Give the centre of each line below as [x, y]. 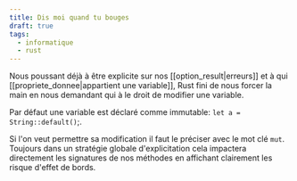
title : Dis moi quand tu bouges [69, 17]
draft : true [31, 26]
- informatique [45, 42]
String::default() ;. [45, 122]
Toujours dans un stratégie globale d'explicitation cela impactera [128, 149]
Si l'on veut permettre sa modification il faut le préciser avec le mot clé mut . [147, 139]
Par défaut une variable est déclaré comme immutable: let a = [125, 112]
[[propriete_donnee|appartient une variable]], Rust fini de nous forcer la [140, 86]
